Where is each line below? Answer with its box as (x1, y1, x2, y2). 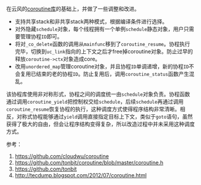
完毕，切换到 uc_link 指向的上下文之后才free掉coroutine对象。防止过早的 (14, 48, 193, 55)
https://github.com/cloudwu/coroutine (14, 153, 109, 160)
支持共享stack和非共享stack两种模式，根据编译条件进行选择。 (14, 18, 167, 25)
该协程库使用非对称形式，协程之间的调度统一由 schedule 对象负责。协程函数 (6, 90, 190, 98)
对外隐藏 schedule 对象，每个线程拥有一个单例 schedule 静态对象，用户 (14, 26, 184, 32)
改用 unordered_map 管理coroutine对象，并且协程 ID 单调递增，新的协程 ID (14, 63, 190, 70)
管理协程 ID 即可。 (20, 33, 63, 40)
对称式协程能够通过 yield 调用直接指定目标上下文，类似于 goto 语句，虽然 (16, 113, 193, 120)
